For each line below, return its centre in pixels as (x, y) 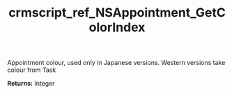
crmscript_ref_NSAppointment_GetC (117, 13)
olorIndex (117, 27)
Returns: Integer (31, 84)
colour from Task (32, 70)
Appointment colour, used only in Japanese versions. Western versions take (116, 63)
